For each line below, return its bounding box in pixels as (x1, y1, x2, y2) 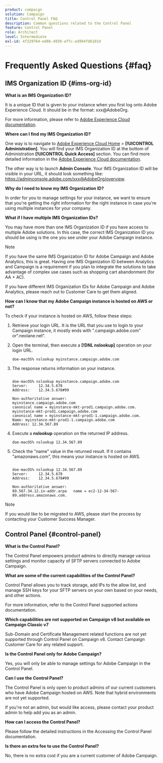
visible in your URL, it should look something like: (5, 170, 104, 176)
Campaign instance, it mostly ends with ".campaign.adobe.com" (12, 328, 141, 333)
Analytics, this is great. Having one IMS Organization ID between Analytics (5, 258, 154, 264)
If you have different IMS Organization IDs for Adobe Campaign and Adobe (5, 284, 155, 289)
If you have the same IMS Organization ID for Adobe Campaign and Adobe (5, 253, 154, 259)
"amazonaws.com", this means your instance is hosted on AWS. (12, 454, 141, 459)
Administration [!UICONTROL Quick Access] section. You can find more (5, 151, 150, 157)
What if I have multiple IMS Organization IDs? (5, 214, 98, 220)
